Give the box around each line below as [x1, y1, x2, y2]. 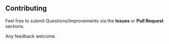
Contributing [5, 4, 47, 13]
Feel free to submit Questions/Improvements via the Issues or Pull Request [5, 17, 164, 24]
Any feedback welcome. [5, 33, 56, 39]
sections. [5, 23, 25, 29]
